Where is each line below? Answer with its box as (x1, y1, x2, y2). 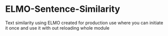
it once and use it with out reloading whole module (5, 25, 110, 31)
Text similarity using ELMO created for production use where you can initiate (5, 20, 163, 26)
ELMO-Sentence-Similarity (5, 3, 120, 15)
